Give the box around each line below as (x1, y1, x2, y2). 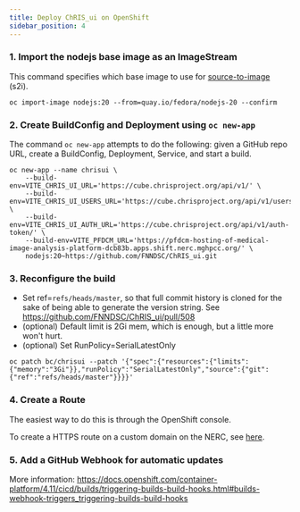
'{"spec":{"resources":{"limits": (121, 357, 250, 366)
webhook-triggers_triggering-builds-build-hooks (9, 492, 188, 503)
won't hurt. (21, 331, 63, 341)
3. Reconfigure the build (9, 273, 116, 285)
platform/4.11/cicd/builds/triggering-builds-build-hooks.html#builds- (9, 483, 261, 494)
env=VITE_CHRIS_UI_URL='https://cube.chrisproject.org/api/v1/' (9, 181, 254, 190)
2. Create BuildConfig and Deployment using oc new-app (9, 118, 256, 130)
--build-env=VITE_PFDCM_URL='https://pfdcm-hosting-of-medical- (25, 236, 270, 246)
